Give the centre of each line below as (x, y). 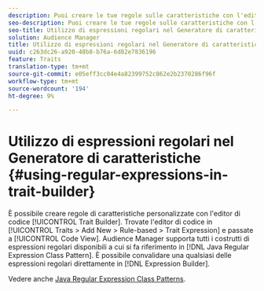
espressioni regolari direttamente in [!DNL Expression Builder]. (109, 263)
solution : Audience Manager (54, 37)
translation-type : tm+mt (49, 67)
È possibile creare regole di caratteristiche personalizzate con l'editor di (125, 214)
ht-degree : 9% (31, 96)
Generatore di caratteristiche (105, 158)
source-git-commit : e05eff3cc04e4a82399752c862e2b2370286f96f (112, 74)
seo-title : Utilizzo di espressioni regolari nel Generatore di (115, 30)
